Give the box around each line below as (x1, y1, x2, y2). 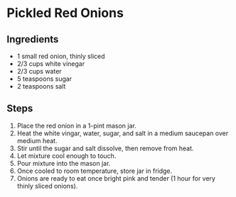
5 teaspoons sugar (16, 74, 73, 83)
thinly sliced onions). (16, 181, 78, 190)
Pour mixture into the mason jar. (16, 159, 111, 167)
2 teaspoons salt (16, 82, 66, 90)
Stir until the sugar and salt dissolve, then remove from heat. (16, 144, 194, 152)
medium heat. (16, 136, 58, 145)
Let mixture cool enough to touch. (16, 151, 117, 160)
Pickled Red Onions (6, 5, 124, 21)
